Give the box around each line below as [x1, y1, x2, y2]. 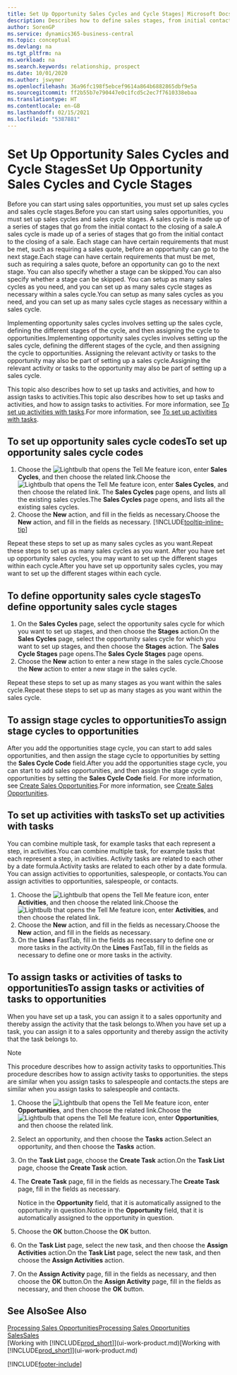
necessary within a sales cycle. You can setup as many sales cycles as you [7, 289, 224, 298]
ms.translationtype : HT [7, 96, 78, 103]
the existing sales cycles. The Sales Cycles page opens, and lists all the [17, 495, 225, 504]
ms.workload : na [7, 57, 55, 64]
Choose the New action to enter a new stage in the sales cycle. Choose [17, 657, 224, 666]
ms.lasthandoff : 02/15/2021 [7, 109, 90, 116]
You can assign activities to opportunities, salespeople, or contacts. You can [7, 869, 227, 878]
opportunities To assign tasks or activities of [7, 982, 205, 994]
